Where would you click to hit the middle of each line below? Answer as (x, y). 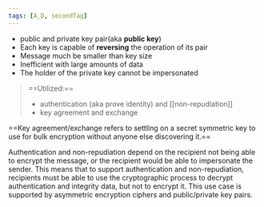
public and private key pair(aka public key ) (90, 39)
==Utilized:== (51, 88)
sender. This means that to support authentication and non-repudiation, (126, 168)
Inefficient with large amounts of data (82, 64)
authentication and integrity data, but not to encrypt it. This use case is (125, 186)
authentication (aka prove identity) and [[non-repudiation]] (136, 103)
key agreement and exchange (89, 112)
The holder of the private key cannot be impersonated (109, 72)
